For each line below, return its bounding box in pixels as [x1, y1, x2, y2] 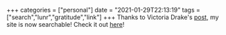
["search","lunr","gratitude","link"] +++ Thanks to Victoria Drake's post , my [6, 13, 219, 21]
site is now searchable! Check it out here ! [6, 21, 125, 28]
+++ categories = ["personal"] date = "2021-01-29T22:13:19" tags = [6, 6, 200, 14]
